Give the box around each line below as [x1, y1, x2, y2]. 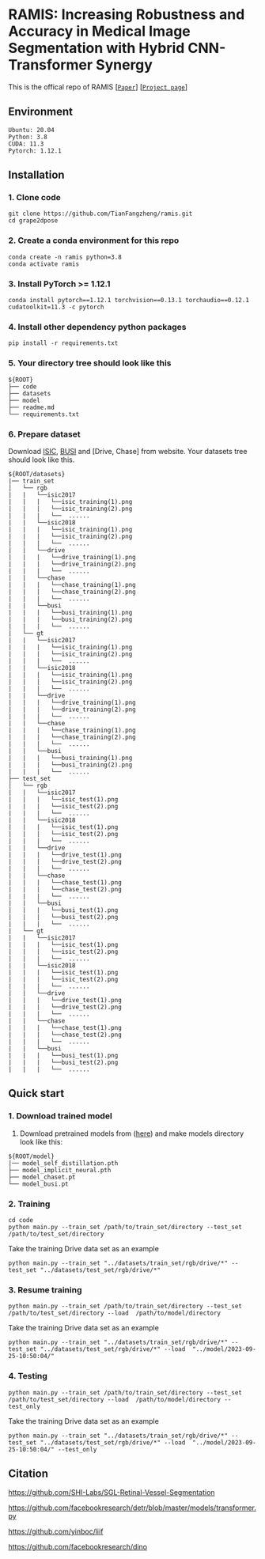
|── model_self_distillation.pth [8, 1159, 119, 1167]
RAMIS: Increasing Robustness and [8, 6, 245, 24]
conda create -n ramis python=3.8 [8, 253, 123, 261]
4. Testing [8, 1371, 47, 1382]
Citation [8, 1466, 49, 1480]
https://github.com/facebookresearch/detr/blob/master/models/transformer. [8, 1503, 257, 1512]
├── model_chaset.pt [8, 1173, 77, 1181]
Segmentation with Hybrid [8, 40, 185, 57]
